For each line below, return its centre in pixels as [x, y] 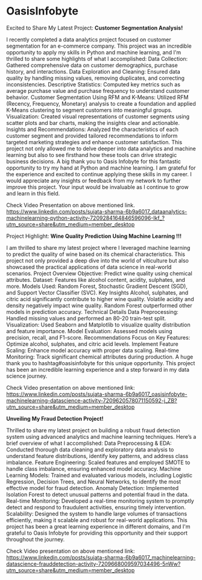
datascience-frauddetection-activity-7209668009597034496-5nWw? [93, 564]
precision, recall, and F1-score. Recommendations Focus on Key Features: [98, 337]
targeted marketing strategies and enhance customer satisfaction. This [94, 142]
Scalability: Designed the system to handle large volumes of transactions [97, 514]
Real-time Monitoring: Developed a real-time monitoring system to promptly [100, 501]
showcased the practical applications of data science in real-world [89, 267]
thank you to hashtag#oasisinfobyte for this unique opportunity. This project [101, 363]
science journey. [27, 376]
